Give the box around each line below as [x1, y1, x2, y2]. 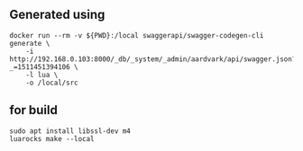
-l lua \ [25, 70, 59, 79]
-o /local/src [25, 78, 78, 87]
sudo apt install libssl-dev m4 [9, 126, 131, 136]
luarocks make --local [9, 134, 95, 143]
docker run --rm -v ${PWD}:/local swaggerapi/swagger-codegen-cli [9, 31, 264, 40]
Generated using [9, 7, 106, 22]
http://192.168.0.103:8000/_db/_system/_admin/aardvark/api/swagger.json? [9, 54, 297, 64]
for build [9, 102, 59, 118]
